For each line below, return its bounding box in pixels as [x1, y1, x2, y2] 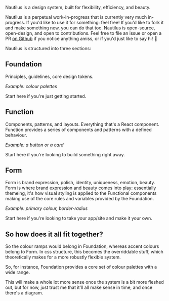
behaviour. [5, 132, 28, 138]
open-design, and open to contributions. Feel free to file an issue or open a [5, 30, 162, 36]
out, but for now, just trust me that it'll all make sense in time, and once [5, 284, 153, 290]
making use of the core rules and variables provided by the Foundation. [5, 196, 154, 202]
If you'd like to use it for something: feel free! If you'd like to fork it [26, 20, 164, 25]
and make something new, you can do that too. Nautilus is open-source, [5, 25, 155, 31]
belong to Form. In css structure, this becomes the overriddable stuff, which [5, 249, 163, 255]
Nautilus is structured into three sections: [5, 46, 91, 51]
